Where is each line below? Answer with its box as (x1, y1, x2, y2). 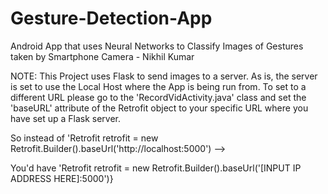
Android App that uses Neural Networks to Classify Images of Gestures (10, 40, 304, 52)
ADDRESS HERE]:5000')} (10, 172, 114, 184)
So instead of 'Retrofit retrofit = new (10, 132, 159, 144)
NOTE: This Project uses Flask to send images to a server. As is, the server (10, 70, 318, 82)
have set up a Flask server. (10, 112, 122, 124)
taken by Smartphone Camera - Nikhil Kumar (10, 50, 195, 62)
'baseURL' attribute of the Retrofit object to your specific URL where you (10, 102, 309, 114)
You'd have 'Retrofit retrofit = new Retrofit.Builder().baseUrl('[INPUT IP (10, 162, 302, 174)
